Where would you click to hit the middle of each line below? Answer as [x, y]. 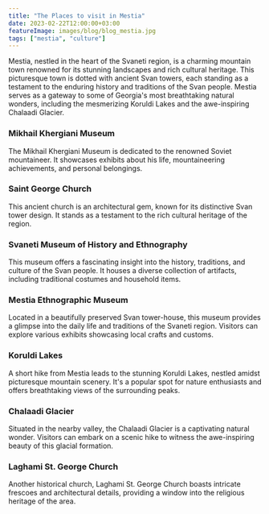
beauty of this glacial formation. [61, 446]
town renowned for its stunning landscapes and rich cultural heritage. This [131, 70]
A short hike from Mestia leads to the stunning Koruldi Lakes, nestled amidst [134, 373]
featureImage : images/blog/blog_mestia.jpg [82, 31]
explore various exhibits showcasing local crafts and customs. [111, 334]
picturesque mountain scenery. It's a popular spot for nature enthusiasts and [135, 381]
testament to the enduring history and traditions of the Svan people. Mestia [132, 87]
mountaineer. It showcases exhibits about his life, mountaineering [116, 160]
